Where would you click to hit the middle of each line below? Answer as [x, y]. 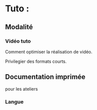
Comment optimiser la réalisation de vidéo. [49, 52]
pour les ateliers [22, 89]
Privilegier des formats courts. [36, 61]
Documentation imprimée [45, 77]
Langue [14, 102]
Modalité [19, 27]
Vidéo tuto [18, 41]
